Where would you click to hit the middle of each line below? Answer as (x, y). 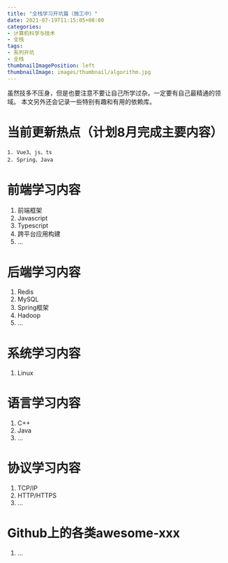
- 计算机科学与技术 (31, 33)
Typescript (33, 226)
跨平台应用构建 (39, 234)
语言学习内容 (44, 404)
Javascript (32, 218)
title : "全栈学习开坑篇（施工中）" (53, 14)
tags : (15, 46)
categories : (24, 27)
